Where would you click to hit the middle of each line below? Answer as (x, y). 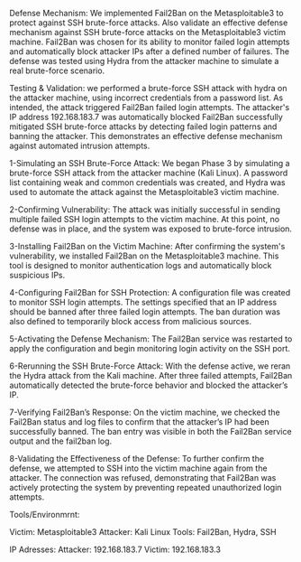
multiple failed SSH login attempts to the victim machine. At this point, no (145, 219)
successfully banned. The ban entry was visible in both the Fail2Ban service (150, 431)
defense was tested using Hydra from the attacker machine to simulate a (144, 61)
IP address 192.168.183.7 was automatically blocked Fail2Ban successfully (146, 117)
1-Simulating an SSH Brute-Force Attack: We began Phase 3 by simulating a (150, 163)
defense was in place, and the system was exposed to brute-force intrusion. (151, 229)
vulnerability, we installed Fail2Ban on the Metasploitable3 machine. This (144, 256)
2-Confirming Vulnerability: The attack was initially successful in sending (145, 210)
